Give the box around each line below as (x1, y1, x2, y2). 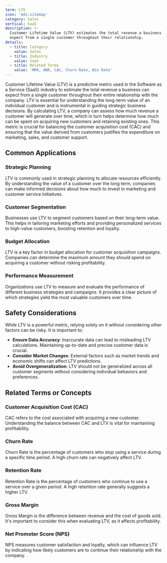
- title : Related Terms (9, 63, 59, 68)
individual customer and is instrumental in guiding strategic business (5, 103, 146, 108)
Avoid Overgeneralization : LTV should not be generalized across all (12, 363, 153, 369)
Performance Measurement (5, 273, 74, 280)
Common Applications (5, 149, 76, 157)
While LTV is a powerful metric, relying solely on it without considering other (5, 322, 162, 328)
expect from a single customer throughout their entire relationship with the (5, 92, 158, 98)
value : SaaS (14, 58, 39, 63)
